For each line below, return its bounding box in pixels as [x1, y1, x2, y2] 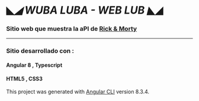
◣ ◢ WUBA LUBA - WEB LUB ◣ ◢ [6, 4, 163, 17]
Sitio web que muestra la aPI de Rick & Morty [6, 25, 137, 33]
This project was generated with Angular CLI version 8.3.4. [6, 88, 150, 95]
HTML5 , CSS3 [6, 75, 43, 82]
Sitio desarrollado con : [6, 47, 75, 55]
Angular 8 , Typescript [6, 61, 63, 69]
